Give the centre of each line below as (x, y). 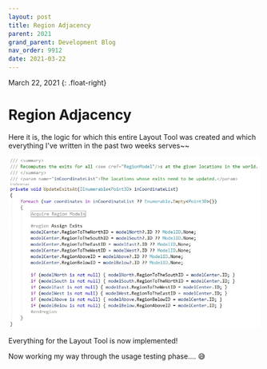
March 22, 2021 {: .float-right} (58, 83)
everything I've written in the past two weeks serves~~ (99, 145)
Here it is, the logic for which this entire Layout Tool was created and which (132, 137)
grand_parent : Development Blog (62, 42)
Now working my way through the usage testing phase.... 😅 (107, 356)
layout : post (30, 17)
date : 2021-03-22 (37, 59)
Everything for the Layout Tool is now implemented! (93, 341)
